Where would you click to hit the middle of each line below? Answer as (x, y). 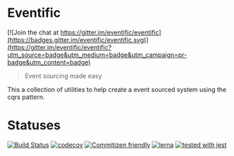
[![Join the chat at (33, 32)
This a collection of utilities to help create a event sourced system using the (117, 89)
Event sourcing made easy (63, 76)
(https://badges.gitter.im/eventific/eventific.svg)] (78, 39)
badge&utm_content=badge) (49, 62)
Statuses (34, 125)
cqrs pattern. (26, 97)
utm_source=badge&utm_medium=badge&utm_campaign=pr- (97, 55)
